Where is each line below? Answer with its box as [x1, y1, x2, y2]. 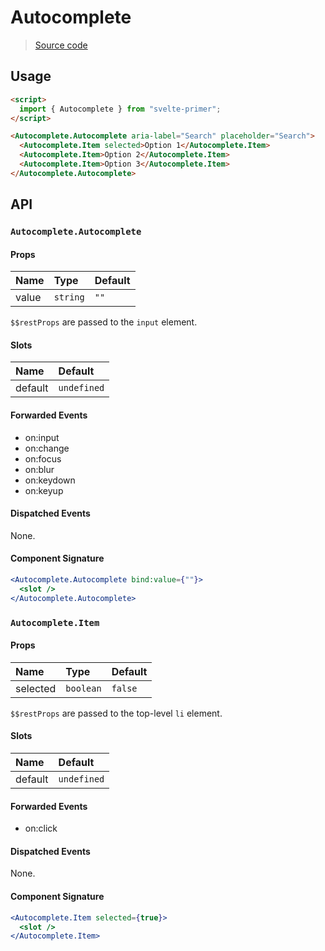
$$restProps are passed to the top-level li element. [10, 707, 223, 719]
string [53, 292, 85, 303]
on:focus [24, 452, 62, 465]
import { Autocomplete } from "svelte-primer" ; [19, 104, 222, 114]
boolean [65, 682, 102, 694]
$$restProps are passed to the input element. [10, 316, 198, 328]
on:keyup [24, 484, 64, 496]
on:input [24, 431, 60, 443]
